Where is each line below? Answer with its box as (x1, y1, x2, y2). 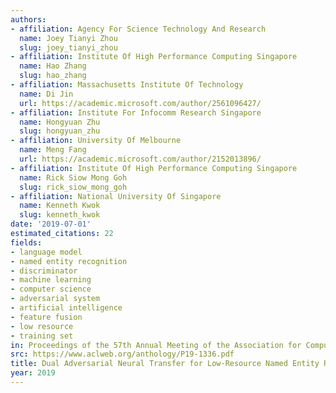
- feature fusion (10, 312, 83, 322)
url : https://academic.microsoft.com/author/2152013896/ (19, 154, 262, 164)
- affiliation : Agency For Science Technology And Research (10, 24, 267, 34)
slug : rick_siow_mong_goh (19, 182, 128, 192)
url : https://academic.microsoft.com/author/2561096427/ (19, 98, 262, 108)
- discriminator (10, 266, 78, 276)
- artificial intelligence (10, 303, 123, 313)
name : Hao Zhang (19, 61, 87, 71)
